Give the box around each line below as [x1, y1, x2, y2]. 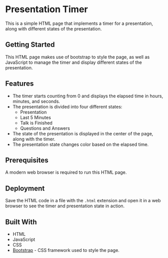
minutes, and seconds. [12, 98, 60, 104]
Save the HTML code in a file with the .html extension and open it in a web [5, 198, 161, 204]
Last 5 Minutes [20, 114, 52, 120]
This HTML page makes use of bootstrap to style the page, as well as [5, 54, 150, 60]
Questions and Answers [20, 125, 70, 131]
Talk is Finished [20, 120, 53, 126]
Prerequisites [5, 156, 49, 164]
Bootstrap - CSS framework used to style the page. [12, 247, 120, 253]
